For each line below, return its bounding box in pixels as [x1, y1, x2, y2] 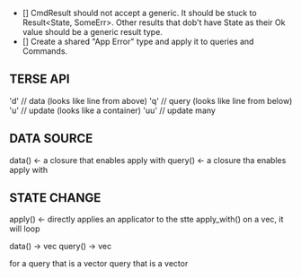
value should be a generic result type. [22, 27, 164, 37]
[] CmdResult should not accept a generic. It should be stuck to [22, 8, 258, 18]
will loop [9, 223, 40, 234]
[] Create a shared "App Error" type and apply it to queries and [22, 36, 254, 47]
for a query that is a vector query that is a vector [9, 258, 189, 269]
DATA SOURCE [9, 131, 93, 146]
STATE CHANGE [9, 190, 102, 205]
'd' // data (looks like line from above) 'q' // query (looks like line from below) [9, 95, 293, 106]
